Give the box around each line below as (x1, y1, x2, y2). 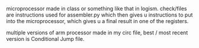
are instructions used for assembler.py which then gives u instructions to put (6, 11, 193, 18)
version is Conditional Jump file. (6, 36, 85, 42)
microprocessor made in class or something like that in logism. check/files (6, 5, 188, 12)
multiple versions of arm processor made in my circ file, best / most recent (6, 29, 188, 36)
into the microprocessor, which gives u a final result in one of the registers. (6, 18, 189, 24)
